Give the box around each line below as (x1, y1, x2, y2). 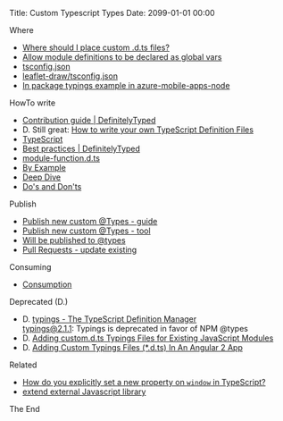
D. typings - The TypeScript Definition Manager (21, 314, 197, 324)
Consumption (21, 279, 72, 290)
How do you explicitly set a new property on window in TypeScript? (21, 377, 266, 387)
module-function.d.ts (21, 153, 101, 164)
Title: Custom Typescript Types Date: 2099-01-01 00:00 (9, 8, 216, 18)
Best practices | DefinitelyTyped (21, 143, 141, 154)
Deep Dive (21, 172, 61, 182)
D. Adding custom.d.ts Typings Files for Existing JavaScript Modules (21, 333, 274, 343)
